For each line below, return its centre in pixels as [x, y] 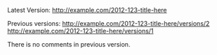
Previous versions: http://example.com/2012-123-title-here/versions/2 [108, 23]
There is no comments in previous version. [69, 44]
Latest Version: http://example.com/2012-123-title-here [87, 10]
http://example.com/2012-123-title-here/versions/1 [80, 31]
